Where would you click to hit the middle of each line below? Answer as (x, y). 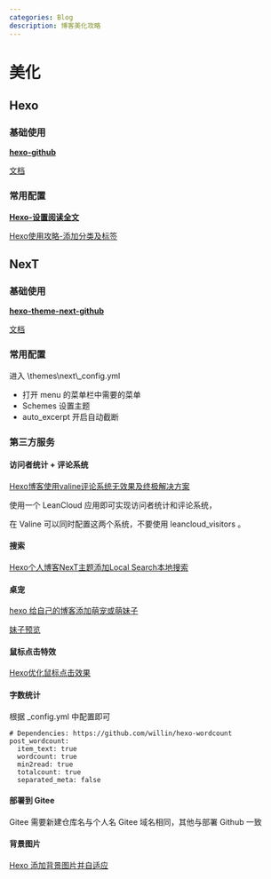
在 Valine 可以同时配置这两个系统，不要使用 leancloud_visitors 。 (128, 524)
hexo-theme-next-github (57, 311)
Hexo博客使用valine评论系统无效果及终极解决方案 (100, 486)
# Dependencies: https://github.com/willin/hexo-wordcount (121, 733)
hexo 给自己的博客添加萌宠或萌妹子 (74, 611)
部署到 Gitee (32, 801)
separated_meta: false (59, 780)
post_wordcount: (39, 741)
